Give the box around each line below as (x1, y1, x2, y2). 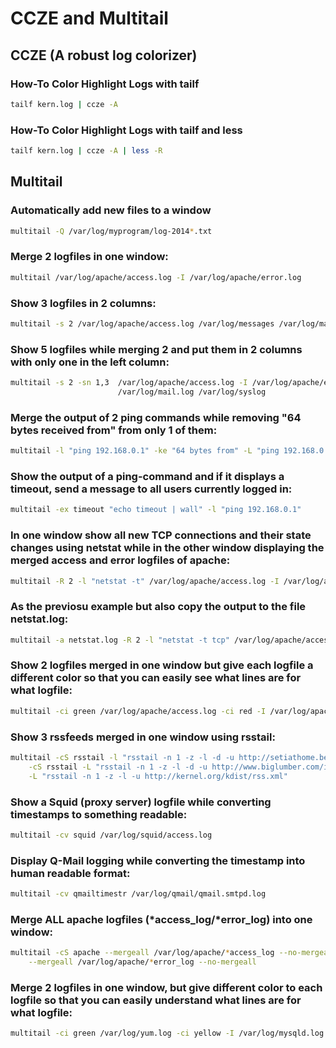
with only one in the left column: (10, 355, 170, 369)
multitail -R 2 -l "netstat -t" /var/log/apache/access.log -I (10, 576, 280, 586)
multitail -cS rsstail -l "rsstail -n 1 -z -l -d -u (10, 753, 235, 763)
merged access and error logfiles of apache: (10, 553, 231, 567)
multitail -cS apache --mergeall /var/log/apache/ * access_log (10, 948, 275, 958)
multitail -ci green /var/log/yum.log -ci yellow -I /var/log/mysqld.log (10, 1028, 325, 1039)
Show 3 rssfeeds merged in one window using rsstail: (10, 730, 276, 744)
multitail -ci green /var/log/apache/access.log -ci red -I (10, 706, 267, 716)
